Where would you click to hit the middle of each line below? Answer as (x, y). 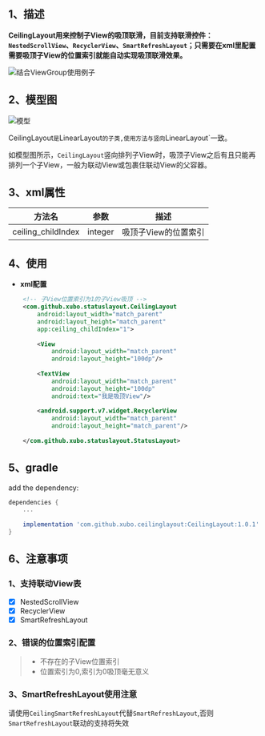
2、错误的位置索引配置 (52, 642)
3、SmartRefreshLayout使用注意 (73, 694)
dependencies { (34, 502)
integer (101, 232)
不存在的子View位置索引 (80, 662)
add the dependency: (44, 488)
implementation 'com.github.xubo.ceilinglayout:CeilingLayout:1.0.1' (141, 525)
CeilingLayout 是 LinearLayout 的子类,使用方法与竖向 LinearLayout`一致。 (120, 138)
